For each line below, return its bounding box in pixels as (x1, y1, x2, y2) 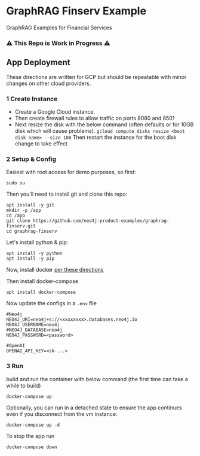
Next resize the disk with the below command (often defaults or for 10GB (14, 121, 194, 128)
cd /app (6, 212, 26, 219)
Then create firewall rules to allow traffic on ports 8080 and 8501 (14, 114, 175, 121)
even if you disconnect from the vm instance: (6, 410, 118, 417)
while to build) (6, 382, 41, 389)
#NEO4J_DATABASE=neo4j (6, 327, 63, 333)
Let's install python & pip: (6, 239, 69, 246)
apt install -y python (6, 250, 63, 257)
